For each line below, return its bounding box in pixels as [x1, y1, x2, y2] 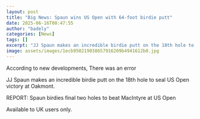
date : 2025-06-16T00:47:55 [6, 20, 74, 26]
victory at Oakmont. [6, 82, 55, 90]
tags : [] [6, 37, 28, 43]
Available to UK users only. [6, 106, 72, 113]
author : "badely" [6, 25, 50, 32]
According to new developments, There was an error [6, 64, 137, 72]
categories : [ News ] [6, 31, 55, 37]
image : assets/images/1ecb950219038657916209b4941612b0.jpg [6, 48, 160, 54]
